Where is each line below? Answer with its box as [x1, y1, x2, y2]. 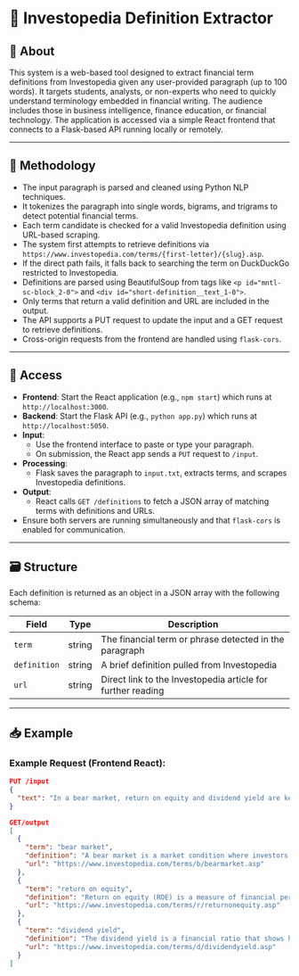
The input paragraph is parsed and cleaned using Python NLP [21, 182, 249, 193]
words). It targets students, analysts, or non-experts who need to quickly [9, 87, 277, 96]
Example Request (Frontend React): [9, 757, 166, 769]
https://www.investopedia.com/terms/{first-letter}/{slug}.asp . [21, 248, 264, 259]
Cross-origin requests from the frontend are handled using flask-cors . [21, 334, 282, 344]
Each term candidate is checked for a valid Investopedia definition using [21, 219, 287, 230]
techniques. [21, 191, 66, 202]
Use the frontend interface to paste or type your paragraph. [35, 439, 255, 450]
